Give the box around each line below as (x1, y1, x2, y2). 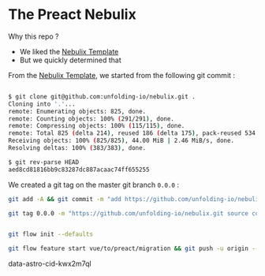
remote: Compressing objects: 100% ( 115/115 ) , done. (8, 122, 185, 130)
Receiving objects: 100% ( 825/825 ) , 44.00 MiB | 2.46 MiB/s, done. (8, 136, 235, 145)
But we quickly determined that (19, 55, 121, 65)
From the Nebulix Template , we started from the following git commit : (8, 70, 235, 80)
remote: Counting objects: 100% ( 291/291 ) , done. (8, 114, 175, 123)
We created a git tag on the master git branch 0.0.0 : (8, 180, 180, 189)
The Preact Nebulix (8, 6, 136, 24)
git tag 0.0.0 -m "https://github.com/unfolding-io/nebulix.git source (8, 209, 248, 218)
